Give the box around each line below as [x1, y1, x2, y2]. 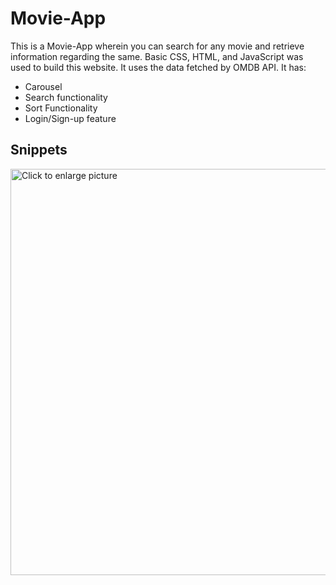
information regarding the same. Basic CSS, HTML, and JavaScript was [10, 50, 304, 62]
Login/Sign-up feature [24, 112, 117, 124]
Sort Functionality [24, 102, 98, 114]
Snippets [10, 142, 68, 159]
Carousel [24, 80, 63, 92]
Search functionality [24, 91, 108, 103]
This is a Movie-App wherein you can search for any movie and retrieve [10, 40, 305, 52]
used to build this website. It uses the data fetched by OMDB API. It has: [10, 61, 307, 73]
